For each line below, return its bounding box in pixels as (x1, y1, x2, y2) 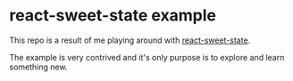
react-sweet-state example (9, 5, 217, 26)
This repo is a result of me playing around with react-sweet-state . (9, 35, 251, 45)
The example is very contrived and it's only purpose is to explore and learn (9, 52, 285, 62)
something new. (9, 61, 68, 72)
